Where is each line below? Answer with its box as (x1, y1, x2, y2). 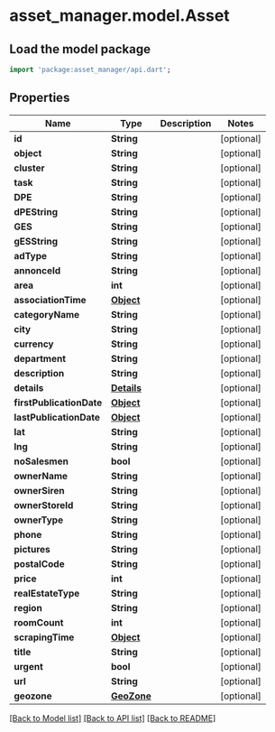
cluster (14, 162, 45, 174)
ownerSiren (14, 484, 65, 496)
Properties (9, 90, 70, 106)
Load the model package (9, 42, 151, 57)
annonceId (14, 264, 61, 276)
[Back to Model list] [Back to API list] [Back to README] (9, 712, 216, 723)
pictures (14, 542, 51, 555)
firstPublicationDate (14, 396, 103, 409)
